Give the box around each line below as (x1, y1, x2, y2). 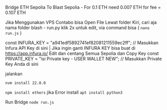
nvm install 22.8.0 (5, 80, 46, 85)
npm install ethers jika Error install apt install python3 (5, 89, 123, 95)
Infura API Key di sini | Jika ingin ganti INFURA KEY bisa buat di (5, 45, 135, 51)
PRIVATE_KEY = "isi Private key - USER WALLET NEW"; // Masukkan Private (5, 56, 162, 62)
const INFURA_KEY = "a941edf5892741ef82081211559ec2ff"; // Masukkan (5, 40, 159, 46)
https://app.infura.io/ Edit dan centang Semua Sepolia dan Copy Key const (5, 50, 159, 56)
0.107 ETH (5, 10, 26, 16)
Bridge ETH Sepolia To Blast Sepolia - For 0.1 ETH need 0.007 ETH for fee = (5, 5, 161, 10)
